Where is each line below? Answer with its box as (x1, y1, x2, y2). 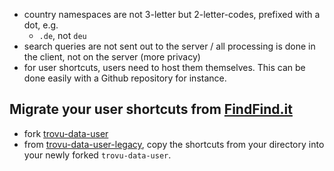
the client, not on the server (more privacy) (23, 51, 201, 63)
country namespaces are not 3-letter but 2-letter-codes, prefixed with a (23, 9, 321, 20)
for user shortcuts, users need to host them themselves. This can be (23, 62, 306, 73)
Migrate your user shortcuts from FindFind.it (9, 101, 293, 118)
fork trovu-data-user (23, 127, 109, 139)
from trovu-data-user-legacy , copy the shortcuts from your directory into (23, 138, 325, 150)
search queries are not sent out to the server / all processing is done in (23, 40, 316, 52)
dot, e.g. (23, 19, 59, 31)
